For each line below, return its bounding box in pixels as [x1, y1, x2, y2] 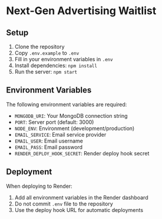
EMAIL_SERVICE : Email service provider [14, 131, 107, 138]
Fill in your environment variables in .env [14, 56, 113, 62]
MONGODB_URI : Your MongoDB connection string [14, 112, 128, 119]
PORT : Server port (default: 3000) [14, 118, 94, 125]
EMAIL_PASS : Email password [14, 143, 83, 151]
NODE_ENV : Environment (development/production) [14, 125, 135, 132]
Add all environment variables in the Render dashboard [14, 194, 148, 201]
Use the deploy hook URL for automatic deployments [14, 206, 143, 213]
